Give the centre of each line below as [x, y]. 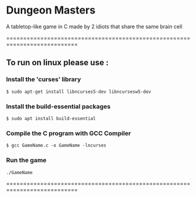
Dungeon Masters [51, 10]
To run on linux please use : [57, 63]
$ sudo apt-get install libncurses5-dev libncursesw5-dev [79, 92]
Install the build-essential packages [58, 106]
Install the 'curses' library [44, 79]
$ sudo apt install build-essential [51, 118]
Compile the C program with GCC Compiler [69, 133]
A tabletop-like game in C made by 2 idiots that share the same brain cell [94, 26]
